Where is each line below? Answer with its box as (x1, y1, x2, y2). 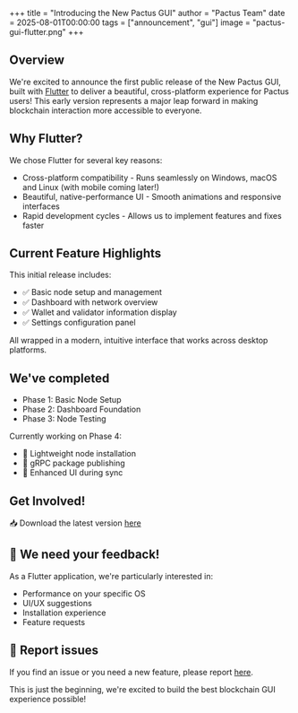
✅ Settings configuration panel (21, 317, 136, 328)
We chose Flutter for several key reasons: (9, 154, 163, 165)
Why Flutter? (9, 131, 83, 146)
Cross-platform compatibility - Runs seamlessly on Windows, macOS (21, 172, 277, 183)
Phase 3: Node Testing (21, 413, 106, 424)
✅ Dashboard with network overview (21, 297, 158, 308)
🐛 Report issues (9, 643, 99, 658)
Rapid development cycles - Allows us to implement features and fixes (21, 210, 282, 221)
